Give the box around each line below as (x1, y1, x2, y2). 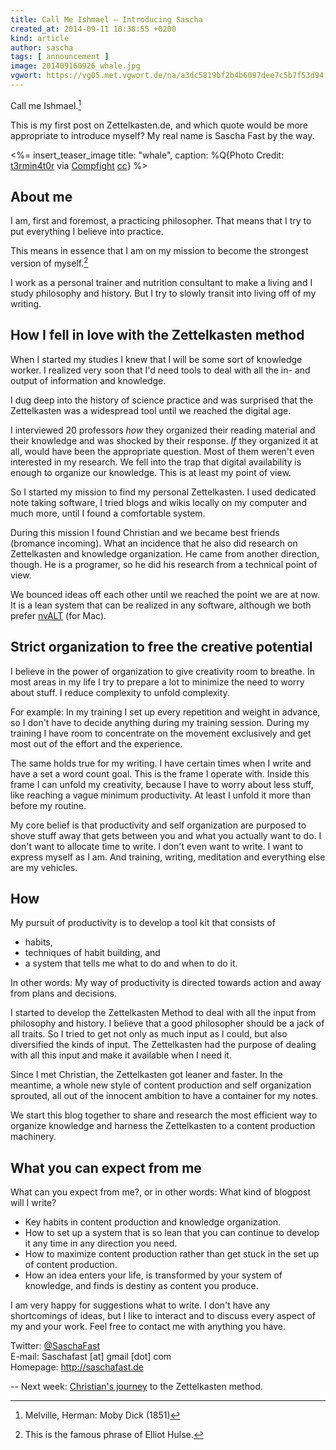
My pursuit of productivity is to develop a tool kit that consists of (10, 917, 276, 929)
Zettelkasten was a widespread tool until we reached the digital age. (10, 404, 292, 416)
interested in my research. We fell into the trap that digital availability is (10, 456, 302, 468)
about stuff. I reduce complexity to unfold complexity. (10, 686, 230, 698)
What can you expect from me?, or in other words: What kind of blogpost (10, 1186, 312, 1198)
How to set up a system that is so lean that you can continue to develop (24, 1227, 320, 1239)
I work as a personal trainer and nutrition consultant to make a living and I (10, 277, 313, 288)
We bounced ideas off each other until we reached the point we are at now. (10, 588, 320, 600)
